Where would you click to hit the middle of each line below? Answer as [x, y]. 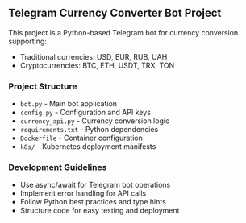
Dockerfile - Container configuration [81, 138]
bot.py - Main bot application [69, 104]
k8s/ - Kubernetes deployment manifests [88, 147]
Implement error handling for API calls [83, 193]
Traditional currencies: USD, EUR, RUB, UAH [94, 56]
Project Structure [43, 86]
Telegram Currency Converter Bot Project [115, 13]
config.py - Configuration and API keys [85, 113]
